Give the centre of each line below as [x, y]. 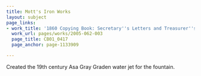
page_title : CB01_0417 [40, 39]
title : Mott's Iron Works [38, 12]
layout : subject [26, 17]
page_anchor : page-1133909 [45, 45]
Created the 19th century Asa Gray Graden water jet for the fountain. [91, 66]
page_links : [21, 23]
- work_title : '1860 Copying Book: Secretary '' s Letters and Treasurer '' [100, 28]
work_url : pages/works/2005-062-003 [57, 34]
